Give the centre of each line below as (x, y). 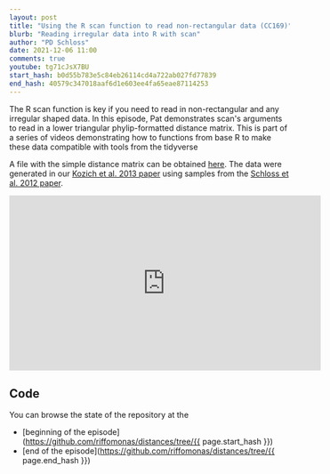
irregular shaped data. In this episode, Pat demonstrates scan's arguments (146, 118)
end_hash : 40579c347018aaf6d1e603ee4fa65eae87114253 (109, 84)
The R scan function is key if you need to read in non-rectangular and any (145, 108)
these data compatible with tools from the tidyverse (104, 147)
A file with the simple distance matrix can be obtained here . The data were (145, 164)
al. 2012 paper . (36, 182)
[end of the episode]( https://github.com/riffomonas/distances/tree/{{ (149, 451)
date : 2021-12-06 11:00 (53, 51)
